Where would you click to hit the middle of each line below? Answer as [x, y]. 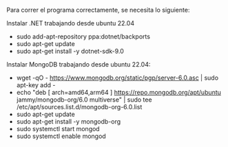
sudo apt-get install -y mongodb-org [69, 122]
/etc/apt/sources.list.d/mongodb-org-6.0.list [79, 107]
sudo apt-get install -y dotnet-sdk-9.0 [70, 51]
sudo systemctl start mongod [58, 129]
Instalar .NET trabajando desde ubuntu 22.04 [71, 23]
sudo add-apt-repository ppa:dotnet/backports [83, 36]
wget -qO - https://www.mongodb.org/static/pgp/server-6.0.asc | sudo [117, 78]
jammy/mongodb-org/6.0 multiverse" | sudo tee [84, 100]
